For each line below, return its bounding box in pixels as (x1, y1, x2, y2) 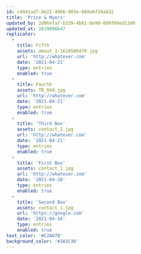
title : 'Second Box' (17, 199, 68, 205)
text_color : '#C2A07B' (6, 232, 63, 238)
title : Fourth (17, 82, 52, 88)
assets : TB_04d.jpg (17, 87, 66, 93)
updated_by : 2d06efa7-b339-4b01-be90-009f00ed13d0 (6, 20, 136, 26)
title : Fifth (17, 43, 50, 49)
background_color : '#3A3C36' (6, 238, 79, 244)
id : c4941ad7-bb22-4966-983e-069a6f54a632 (6, 8, 114, 15)
